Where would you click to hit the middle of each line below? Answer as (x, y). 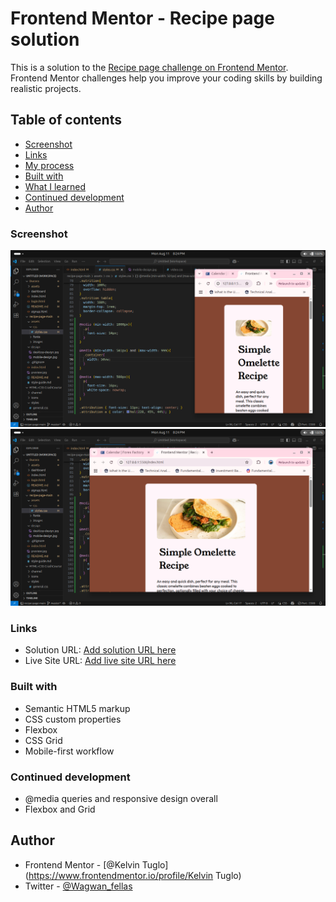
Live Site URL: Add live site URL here (100, 661)
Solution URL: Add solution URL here (100, 650)
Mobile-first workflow (69, 751)
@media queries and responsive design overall (121, 798)
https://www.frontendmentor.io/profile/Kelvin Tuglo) (135, 875)
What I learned (55, 186)
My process (49, 165)
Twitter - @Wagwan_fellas (78, 886)
